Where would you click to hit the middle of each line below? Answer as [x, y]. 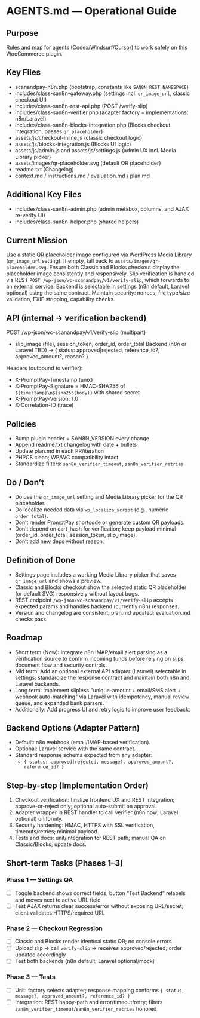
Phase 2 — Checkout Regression [54, 928]
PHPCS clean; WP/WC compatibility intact [67, 458]
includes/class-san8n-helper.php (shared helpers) [77, 222]
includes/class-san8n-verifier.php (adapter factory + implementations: [101, 112]
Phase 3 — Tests [31, 977]
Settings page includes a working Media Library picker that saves [95, 574]
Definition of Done [41, 560]
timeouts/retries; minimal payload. [57, 832]
